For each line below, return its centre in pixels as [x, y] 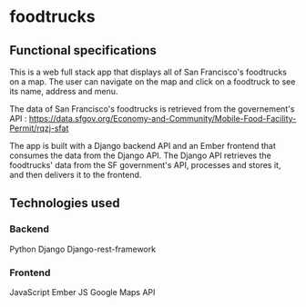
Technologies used [65, 203]
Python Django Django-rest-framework [83, 249]
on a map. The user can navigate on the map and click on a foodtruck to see [153, 82]
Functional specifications [83, 50]
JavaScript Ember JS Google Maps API [82, 292]
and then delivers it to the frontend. [76, 175]
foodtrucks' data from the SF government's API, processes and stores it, [145, 165]
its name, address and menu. [64, 91]
